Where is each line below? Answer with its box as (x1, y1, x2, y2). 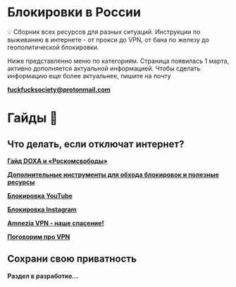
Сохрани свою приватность (7, 253, 137, 265)
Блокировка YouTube (7, 191, 73, 200)
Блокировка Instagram (7, 205, 77, 214)
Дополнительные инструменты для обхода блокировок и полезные (7, 170, 220, 178)
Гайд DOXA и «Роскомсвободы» (7, 157, 108, 165)
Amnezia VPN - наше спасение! (7, 219, 104, 227)
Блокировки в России (7, 4, 141, 20)
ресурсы (7, 178, 35, 186)
